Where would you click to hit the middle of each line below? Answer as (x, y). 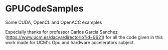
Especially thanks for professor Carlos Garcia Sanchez (61, 32)
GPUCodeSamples (44, 9)
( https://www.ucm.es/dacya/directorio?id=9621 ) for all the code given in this (84, 37)
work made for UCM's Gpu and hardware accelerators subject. (70, 42)
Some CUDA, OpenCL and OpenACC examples (54, 22)
